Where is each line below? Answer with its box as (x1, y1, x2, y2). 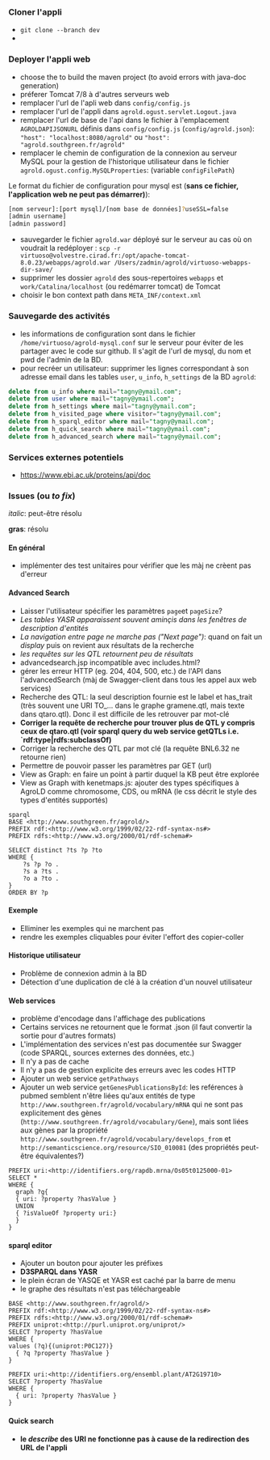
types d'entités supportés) (19, 795, 109, 805)
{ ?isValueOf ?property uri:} (15, 1209, 117, 1217)
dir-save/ (19, 266, 54, 274)
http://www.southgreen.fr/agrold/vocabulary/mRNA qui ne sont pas (19, 1099, 243, 1110)
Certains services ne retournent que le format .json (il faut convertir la (19, 1022, 252, 1032)
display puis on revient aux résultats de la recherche (19, 640, 195, 650)
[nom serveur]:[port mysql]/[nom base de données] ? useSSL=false (8, 205, 229, 213)
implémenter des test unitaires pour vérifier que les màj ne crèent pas (19, 561, 251, 570)
